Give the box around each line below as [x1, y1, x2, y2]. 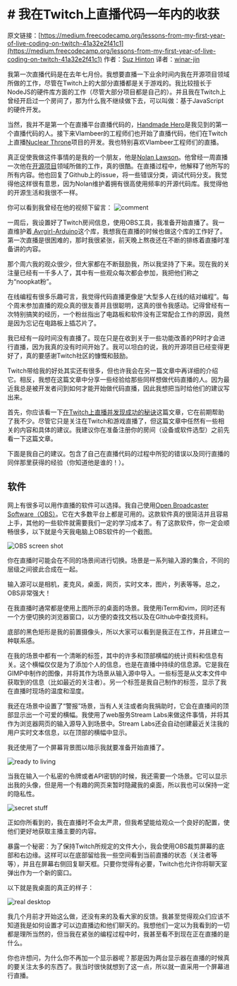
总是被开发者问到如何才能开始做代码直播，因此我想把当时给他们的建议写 [19, 384, 230, 392]
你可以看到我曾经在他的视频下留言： [7, 203, 113, 212]
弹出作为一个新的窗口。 [7, 868, 75, 877]
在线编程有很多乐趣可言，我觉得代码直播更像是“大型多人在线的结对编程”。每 [7, 292, 229, 301]
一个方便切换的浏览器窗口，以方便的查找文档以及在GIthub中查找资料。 [7, 612, 213, 621]
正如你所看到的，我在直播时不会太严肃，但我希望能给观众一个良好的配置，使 [7, 818, 230, 826]
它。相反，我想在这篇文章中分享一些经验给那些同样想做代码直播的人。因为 [7, 375, 224, 383]
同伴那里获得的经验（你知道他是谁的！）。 [7, 458, 128, 467]
